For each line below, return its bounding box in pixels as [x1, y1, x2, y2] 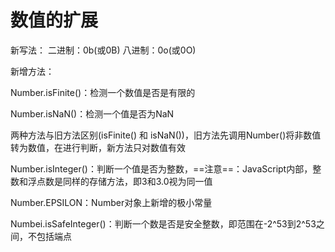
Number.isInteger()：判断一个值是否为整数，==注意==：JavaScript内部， [10, 162, 313, 175]
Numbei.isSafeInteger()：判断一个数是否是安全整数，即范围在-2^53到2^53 [10, 217, 317, 230]
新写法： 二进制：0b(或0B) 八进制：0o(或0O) [10, 44, 197, 56]
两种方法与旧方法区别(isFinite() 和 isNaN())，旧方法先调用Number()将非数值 [10, 129, 322, 141]
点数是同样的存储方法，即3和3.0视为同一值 [36, 175, 213, 187]
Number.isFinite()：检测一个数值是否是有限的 [10, 86, 196, 98]
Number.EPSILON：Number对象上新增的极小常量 [10, 196, 213, 208]
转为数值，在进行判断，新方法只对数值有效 [10, 141, 186, 153]
